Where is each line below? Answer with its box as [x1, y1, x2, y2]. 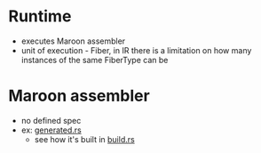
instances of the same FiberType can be [20, 54, 169, 65]
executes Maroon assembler [20, 36, 126, 46]
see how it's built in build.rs [34, 133, 135, 144]
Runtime [8, 6, 72, 27]
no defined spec [20, 115, 82, 125]
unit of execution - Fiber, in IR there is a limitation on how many [20, 44, 252, 55]
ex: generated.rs [20, 125, 82, 135]
